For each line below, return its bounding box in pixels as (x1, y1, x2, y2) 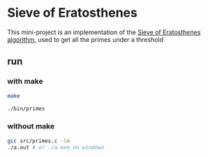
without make (7, 121, 54, 131)
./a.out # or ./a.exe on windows (7, 144, 105, 151)
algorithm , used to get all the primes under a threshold (7, 35, 164, 43)
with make (7, 77, 43, 87)
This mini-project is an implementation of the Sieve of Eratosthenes (7, 28, 201, 36)
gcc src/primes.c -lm (7, 137, 70, 144)
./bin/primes (7, 105, 45, 112)
